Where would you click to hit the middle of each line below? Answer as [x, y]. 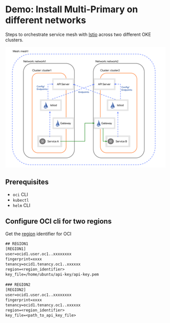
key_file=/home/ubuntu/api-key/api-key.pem [52, 274]
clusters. [15, 40]
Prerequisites [27, 182]
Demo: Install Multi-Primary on [72, 9]
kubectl [21, 200]
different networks [46, 20]
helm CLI [21, 205]
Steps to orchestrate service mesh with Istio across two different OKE [78, 34]
